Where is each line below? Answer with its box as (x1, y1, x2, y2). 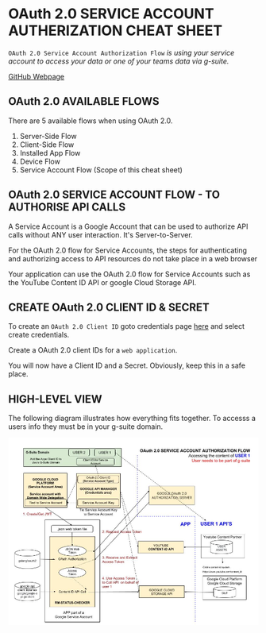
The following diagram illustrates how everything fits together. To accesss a (8, 414, 256, 423)
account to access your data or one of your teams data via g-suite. (8, 56, 229, 66)
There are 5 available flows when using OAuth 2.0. (8, 116, 173, 125)
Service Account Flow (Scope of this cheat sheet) (19, 164, 183, 175)
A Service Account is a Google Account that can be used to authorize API (8, 222, 249, 231)
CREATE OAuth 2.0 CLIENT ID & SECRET (8, 300, 210, 314)
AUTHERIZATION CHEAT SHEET (8, 21, 223, 40)
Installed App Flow (19, 148, 81, 157)
